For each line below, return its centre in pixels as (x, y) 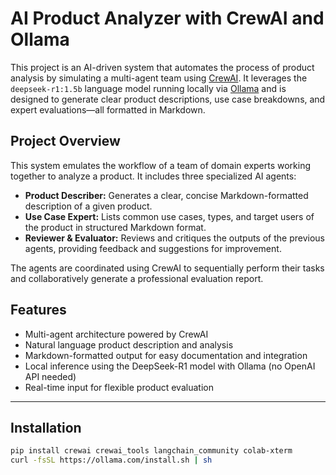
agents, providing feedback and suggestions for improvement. (153, 248)
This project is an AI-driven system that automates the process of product (162, 67)
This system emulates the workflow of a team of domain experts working (161, 165)
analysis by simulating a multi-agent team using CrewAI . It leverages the (159, 78)
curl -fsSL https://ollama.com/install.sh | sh (111, 460)
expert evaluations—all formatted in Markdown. (108, 109)
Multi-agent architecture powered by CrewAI (116, 334)
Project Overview (65, 141)
